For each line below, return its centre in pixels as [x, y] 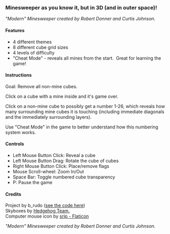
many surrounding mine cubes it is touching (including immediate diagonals [85, 112]
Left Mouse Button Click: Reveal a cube [54, 155]
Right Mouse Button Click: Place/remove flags [61, 166]
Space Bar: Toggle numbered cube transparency [64, 177]
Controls [15, 144]
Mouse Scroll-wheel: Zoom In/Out [48, 171]
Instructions [19, 75]
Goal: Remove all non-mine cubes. [41, 86]
